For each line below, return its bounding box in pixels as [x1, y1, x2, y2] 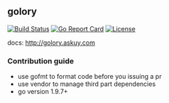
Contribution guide [7, 56, 75, 66]
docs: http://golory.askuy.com [7, 38, 96, 47]
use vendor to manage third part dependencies [17, 80, 156, 88]
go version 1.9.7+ [17, 87, 69, 96]
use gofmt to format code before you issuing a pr [17, 72, 162, 81]
